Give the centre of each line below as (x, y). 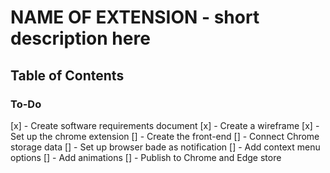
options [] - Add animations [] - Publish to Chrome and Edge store (146, 157)
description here (80, 38)
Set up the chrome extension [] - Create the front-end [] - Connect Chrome (165, 136)
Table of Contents (67, 75)
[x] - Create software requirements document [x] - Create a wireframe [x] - (165, 125)
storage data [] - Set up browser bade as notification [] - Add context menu (165, 147)
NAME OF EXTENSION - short (135, 17)
